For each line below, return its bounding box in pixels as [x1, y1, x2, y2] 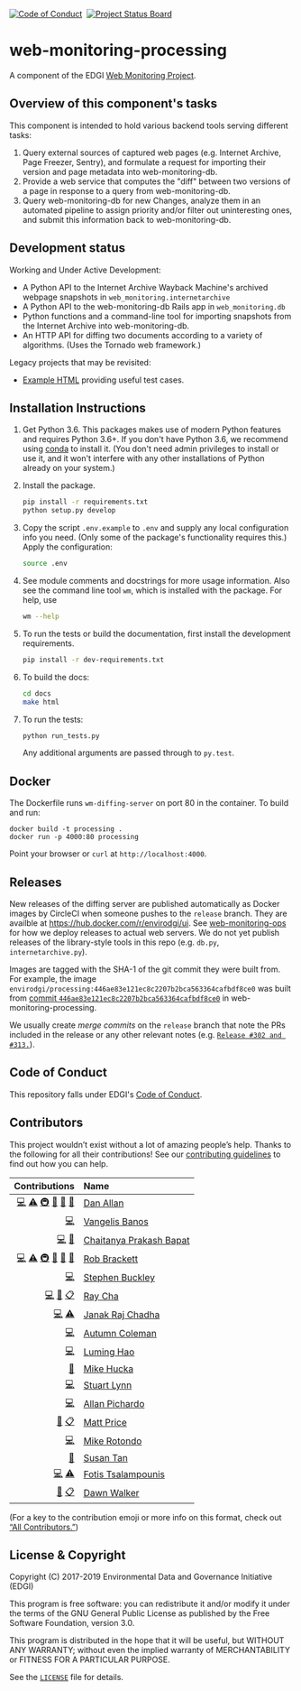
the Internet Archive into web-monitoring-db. [22, 320, 190, 331]
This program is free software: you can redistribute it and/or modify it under [9, 1598, 290, 1610]
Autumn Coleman [83, 1327, 158, 1340]
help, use [22, 595, 58, 605]
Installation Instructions [9, 400, 147, 415]
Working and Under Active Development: [9, 264, 161, 275]
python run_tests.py [22, 731, 100, 740]
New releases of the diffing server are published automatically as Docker [9, 899, 280, 909]
